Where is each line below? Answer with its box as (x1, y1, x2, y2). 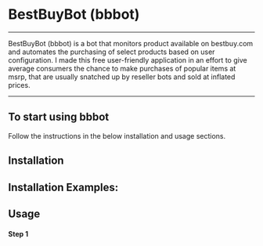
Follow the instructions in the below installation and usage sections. (8, 131, 225, 140)
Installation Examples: (8, 180, 119, 194)
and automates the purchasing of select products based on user (8, 47, 215, 56)
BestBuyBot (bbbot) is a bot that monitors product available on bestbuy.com (8, 38, 254, 48)
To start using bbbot (8, 110, 110, 124)
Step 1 (8, 229, 29, 238)
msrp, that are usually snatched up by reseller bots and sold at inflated (8, 72, 236, 81)
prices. (8, 80, 31, 89)
